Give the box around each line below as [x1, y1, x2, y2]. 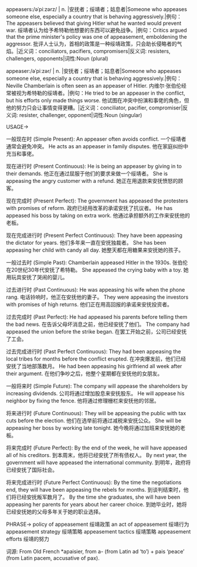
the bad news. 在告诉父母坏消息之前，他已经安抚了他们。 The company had [6, 321, 190, 328]
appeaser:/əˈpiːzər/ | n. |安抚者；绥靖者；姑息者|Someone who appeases [6, 68, 182, 74]
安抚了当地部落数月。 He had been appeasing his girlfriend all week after [6, 363, 182, 369]
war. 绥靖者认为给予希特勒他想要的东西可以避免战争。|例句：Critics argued [6, 26, 188, 34]
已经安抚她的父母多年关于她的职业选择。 [6, 508, 104, 515]
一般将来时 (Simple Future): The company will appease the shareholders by [6, 382, 188, 389]
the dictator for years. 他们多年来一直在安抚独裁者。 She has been [6, 239, 167, 246]
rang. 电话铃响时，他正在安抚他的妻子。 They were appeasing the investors [6, 293, 189, 301]
